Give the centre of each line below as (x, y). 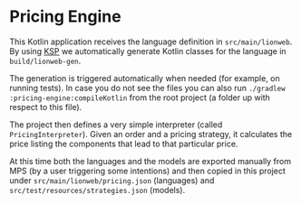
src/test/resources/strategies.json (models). (97, 190)
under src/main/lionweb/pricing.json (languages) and (112, 180)
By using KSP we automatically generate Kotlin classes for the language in (148, 51)
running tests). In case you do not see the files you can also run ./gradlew (147, 88)
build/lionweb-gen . (45, 60)
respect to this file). (46, 107)
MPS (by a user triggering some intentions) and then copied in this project (147, 171)
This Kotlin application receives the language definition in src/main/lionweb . (151, 42)
